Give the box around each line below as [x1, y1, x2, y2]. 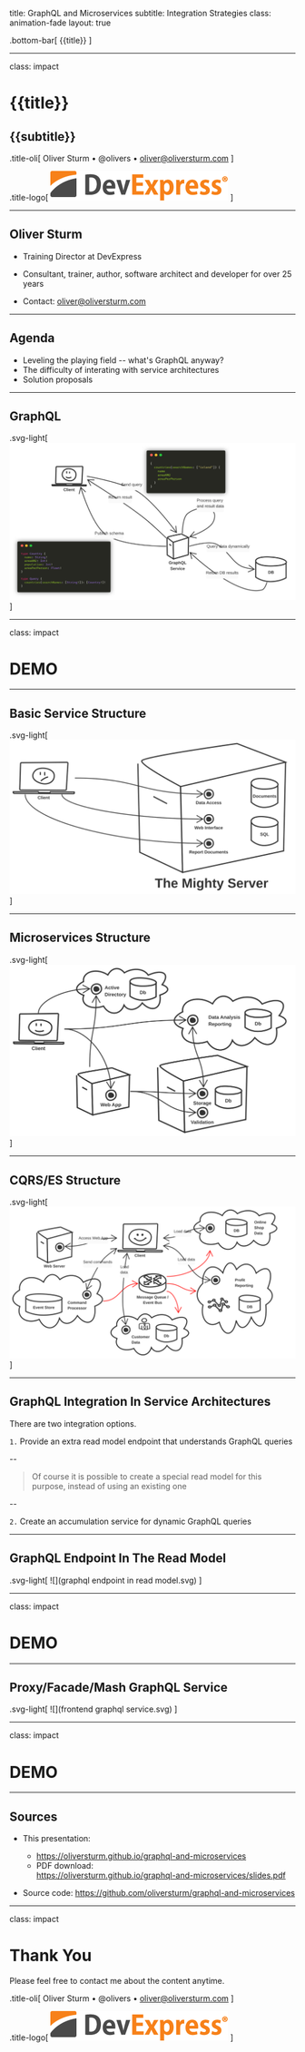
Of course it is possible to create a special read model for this [31, 1470, 262, 1482]
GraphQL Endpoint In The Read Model [9, 1551, 227, 1566]
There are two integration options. [9, 1418, 137, 1429]
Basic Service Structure [9, 705, 147, 721]
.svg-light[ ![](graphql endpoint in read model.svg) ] [9, 1575, 202, 1586]
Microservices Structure [9, 930, 152, 946]
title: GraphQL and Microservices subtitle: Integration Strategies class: [9, 8, 272, 18]
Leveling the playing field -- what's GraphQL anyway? [22, 354, 224, 366]
